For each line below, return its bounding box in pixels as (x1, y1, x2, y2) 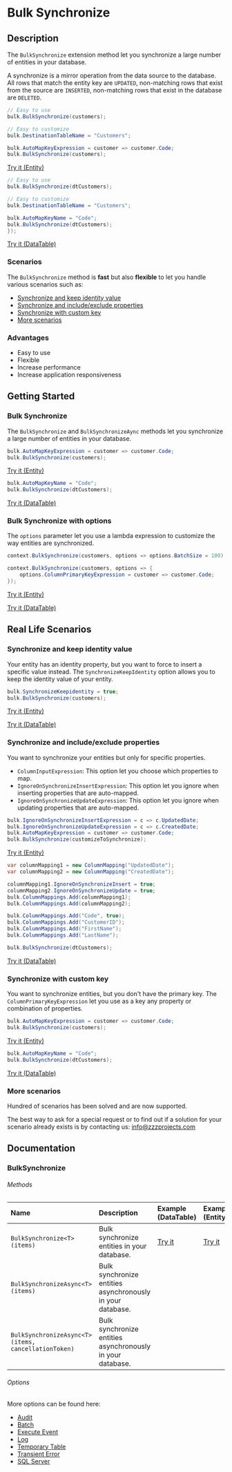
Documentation (7, 1143, 76, 1154)
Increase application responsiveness (17, 370, 122, 379)
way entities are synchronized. (7, 539, 95, 547)
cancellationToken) (10, 1345, 75, 1353)
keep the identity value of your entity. (7, 675, 114, 683)
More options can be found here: (7, 1399, 101, 1408)
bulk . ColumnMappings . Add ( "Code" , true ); (7, 912, 126, 919)
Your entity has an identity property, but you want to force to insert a (7, 660, 202, 668)
